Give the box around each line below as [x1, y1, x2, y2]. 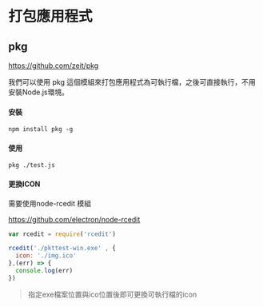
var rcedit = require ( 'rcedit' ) [8, 229, 116, 238]
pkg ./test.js [8, 161, 56, 169]
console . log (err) [15, 267, 74, 275]
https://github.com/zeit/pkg [8, 61, 99, 70]
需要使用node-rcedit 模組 [8, 198, 92, 208]
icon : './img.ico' [15, 252, 78, 260]
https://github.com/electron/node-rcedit [8, 214, 141, 224]
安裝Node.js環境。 [8, 87, 70, 97]
